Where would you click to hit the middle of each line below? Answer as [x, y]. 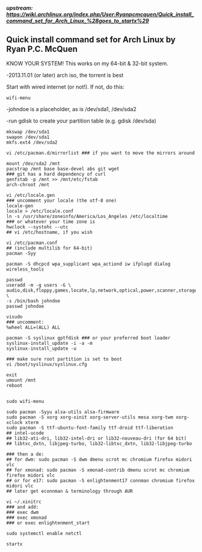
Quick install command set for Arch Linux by [91, 40]
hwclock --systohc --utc [37, 227]
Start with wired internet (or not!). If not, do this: [65, 87]
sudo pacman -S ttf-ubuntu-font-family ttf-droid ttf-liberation [90, 428]
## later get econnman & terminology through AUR [70, 492]
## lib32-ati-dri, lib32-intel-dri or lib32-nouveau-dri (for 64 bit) [96, 438]
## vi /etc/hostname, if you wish [50, 233]
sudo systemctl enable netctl [44, 534]
